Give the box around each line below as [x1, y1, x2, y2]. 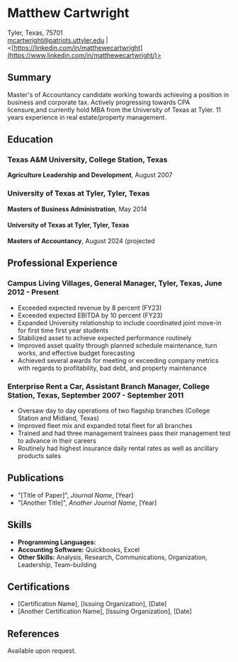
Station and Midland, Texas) [17, 413, 99, 422]
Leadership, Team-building [17, 560, 97, 568]
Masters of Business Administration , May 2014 [7, 204, 147, 213]
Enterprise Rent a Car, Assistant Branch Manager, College [7, 381, 210, 391]
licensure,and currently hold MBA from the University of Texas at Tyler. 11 [7, 105, 222, 114]
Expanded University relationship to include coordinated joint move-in [17, 318, 222, 327]
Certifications [7, 580, 70, 593]
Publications [7, 472, 64, 484]
